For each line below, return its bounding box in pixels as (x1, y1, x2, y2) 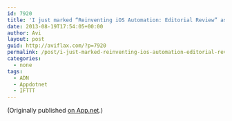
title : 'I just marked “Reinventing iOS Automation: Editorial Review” (7, 17, 217, 24)
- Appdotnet (13, 81, 48, 88)
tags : (7, 68, 23, 75)
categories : (7, 55, 41, 62)
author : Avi (7, 29, 41, 37)
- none (13, 62, 32, 68)
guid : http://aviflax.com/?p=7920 (7, 42, 107, 49)
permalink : (7, 49, 39, 56)
